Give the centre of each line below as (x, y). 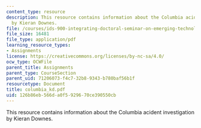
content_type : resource (36, 12)
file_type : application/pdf (41, 39)
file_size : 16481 (28, 34)
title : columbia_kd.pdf (36, 90)
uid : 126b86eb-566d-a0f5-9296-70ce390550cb (61, 95)
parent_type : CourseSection (41, 73)
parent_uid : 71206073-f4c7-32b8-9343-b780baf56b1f (71, 78)
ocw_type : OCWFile (29, 62)
